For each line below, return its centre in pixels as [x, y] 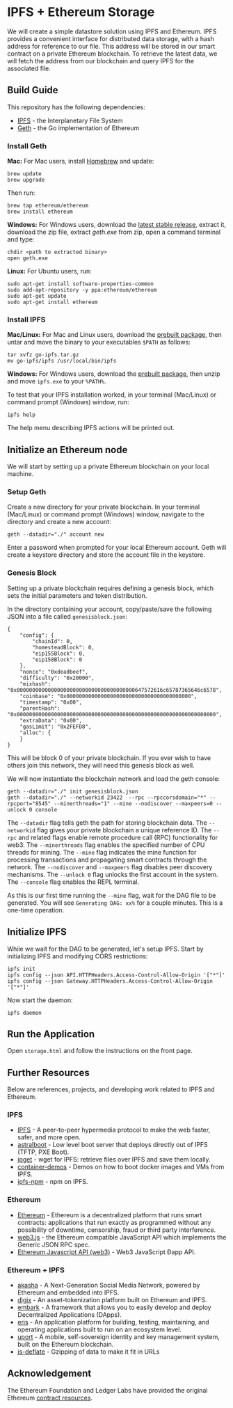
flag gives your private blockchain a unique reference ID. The [124, 830]
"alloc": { [35, 733]
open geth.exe [28, 258]
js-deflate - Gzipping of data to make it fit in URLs [88, 1352]
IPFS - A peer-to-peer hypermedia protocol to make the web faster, [114, 1130]
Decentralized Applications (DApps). [69, 1315]
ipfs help [22, 415]
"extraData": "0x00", [51, 720]
